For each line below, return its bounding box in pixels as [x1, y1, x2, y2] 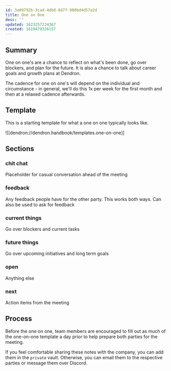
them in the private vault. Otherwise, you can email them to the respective [5, 354, 163, 360]
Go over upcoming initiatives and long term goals [5, 250, 109, 257]
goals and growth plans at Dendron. [5, 70, 81, 76]
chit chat [5, 160, 28, 167]
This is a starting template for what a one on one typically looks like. [5, 119, 149, 126]
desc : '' [5, 17, 24, 22]
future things [5, 238, 39, 246]
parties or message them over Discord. [5, 360, 88, 366]
